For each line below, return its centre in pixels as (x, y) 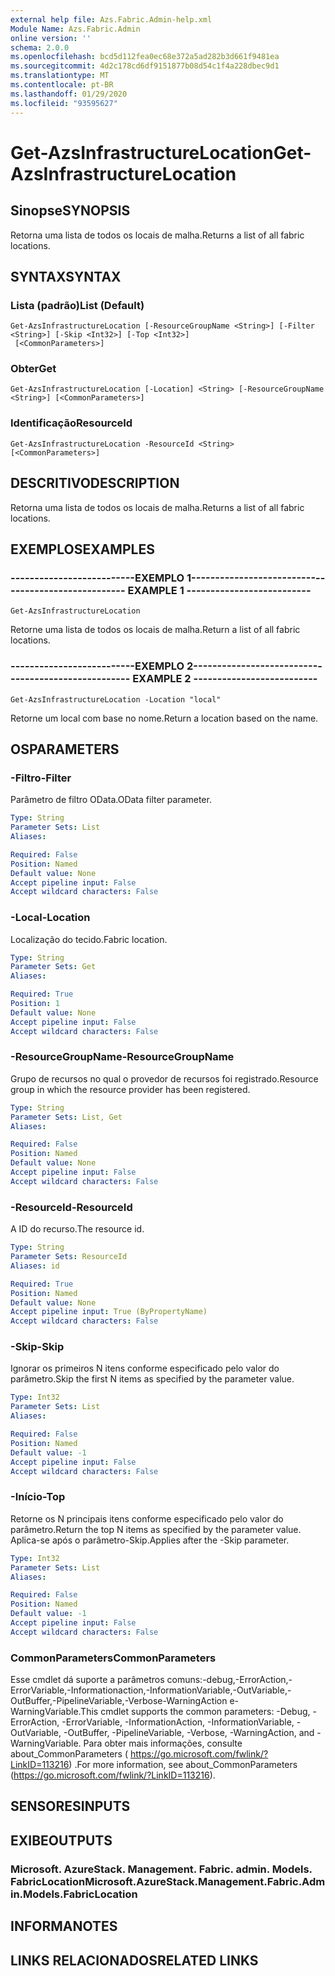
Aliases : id (35, 1266)
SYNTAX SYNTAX (66, 276)
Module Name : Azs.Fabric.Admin (75, 29)
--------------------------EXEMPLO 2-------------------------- (164, 666)
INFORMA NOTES (64, 1926)
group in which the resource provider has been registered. (130, 1089)
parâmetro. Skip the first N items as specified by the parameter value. (152, 1379)
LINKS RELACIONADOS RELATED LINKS (134, 1960)
